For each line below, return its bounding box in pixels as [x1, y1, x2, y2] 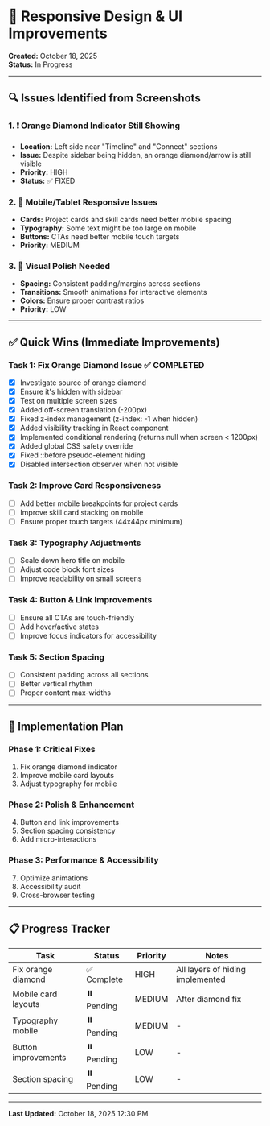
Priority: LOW [19, 304, 67, 314]
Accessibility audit [19, 881, 81, 891]
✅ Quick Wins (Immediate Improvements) [8, 335, 220, 349]
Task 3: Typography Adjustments [8, 537, 141, 549]
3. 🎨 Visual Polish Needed [8, 260, 111, 271]
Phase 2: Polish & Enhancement [8, 799, 135, 810]
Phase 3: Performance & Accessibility [8, 855, 159, 866]
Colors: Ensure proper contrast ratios [19, 296, 145, 305]
